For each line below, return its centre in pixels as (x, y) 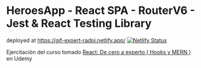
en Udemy (19, 58)
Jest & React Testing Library (79, 23)
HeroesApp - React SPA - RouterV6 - (101, 11)
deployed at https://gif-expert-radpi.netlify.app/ (66, 40)
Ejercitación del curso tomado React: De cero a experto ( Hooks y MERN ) (99, 52)
